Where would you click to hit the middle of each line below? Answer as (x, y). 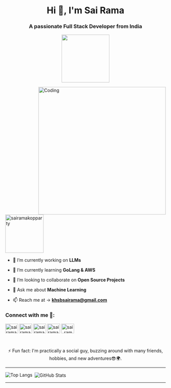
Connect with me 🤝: (30, 315)
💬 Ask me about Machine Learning (49, 290)
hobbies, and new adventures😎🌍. (85, 358)
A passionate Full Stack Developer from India (85, 27)
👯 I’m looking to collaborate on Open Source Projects (69, 280)
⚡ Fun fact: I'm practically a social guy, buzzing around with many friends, (85, 350)
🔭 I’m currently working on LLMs (47, 260)
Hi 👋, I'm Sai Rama (85, 10)
